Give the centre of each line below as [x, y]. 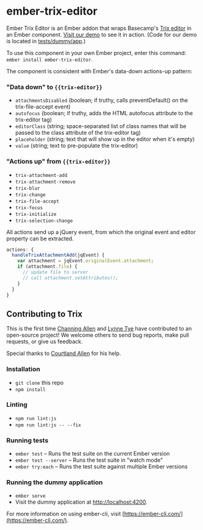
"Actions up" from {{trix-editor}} [59, 162]
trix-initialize [36, 214]
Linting [17, 405]
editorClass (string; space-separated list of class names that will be [101, 126]
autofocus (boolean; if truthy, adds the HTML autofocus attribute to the [104, 113]
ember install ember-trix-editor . [49, 59]
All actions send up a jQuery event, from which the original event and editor [101, 232]
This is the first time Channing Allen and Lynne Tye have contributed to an [99, 329]
